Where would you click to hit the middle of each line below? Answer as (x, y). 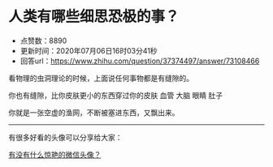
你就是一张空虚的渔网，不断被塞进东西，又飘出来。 (94, 112)
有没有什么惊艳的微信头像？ (55, 154)
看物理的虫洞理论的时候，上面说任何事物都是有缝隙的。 (101, 78)
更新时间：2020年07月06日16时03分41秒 (89, 50)
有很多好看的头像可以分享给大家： (65, 137)
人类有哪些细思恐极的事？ (94, 17)
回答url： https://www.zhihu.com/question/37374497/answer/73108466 (140, 61)
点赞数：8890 (43, 41)
